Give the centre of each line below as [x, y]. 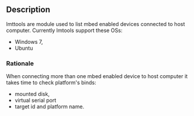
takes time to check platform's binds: [51, 83]
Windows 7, [29, 41]
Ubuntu [24, 48]
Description [28, 10]
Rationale [20, 63]
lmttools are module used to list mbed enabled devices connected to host [96, 24]
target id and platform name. [49, 107]
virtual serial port [35, 101]
